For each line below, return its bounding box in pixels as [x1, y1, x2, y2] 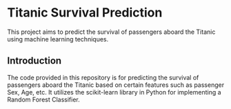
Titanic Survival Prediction [7, 5, 163, 21]
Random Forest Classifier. [7, 95, 81, 103]
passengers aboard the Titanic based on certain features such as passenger [7, 81, 225, 89]
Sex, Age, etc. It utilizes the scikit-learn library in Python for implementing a [7, 88, 222, 96]
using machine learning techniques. [7, 34, 109, 43]
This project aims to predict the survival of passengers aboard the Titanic [7, 28, 216, 36]
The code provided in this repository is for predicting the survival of [7, 73, 199, 81]
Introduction [7, 55, 62, 67]
